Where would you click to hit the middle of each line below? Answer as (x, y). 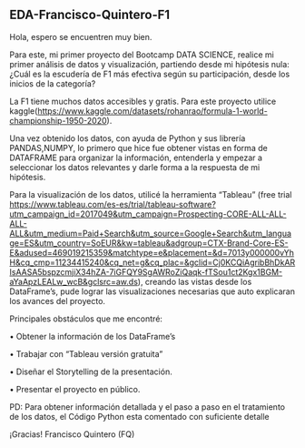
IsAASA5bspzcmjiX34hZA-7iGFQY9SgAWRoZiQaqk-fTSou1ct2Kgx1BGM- (146, 271)
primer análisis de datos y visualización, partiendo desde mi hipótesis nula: (150, 64)
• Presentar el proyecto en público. (75, 389)
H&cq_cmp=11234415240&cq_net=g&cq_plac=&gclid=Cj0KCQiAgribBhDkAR (152, 262)
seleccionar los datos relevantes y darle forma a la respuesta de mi (135, 167)
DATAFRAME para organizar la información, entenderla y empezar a (136, 158)
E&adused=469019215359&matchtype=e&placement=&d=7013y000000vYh (152, 252)
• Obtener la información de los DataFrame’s (93, 336)
